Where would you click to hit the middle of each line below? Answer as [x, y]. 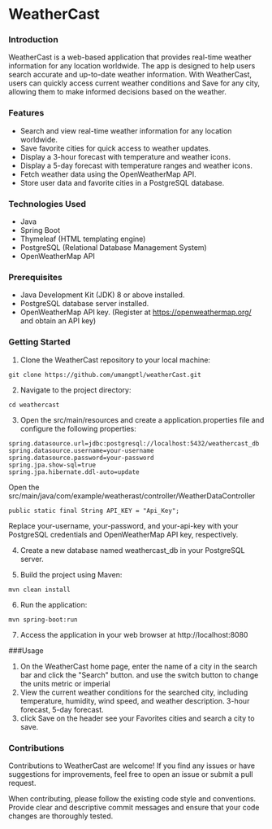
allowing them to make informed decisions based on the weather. [118, 92]
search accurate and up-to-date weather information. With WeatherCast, [130, 75]
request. [22, 783]
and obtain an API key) [58, 321]
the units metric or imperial [65, 683]
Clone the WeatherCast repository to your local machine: [115, 360]
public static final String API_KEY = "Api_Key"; [94, 511]
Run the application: [54, 604]
